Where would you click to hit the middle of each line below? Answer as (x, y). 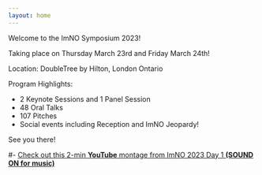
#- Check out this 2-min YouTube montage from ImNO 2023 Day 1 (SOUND (131, 155)
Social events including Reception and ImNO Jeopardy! (109, 124)
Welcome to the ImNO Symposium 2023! (75, 38)
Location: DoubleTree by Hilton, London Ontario (86, 69)
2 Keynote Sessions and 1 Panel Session (85, 99)
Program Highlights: (41, 84)
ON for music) (32, 163)
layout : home (30, 15)
